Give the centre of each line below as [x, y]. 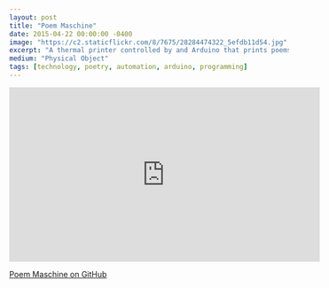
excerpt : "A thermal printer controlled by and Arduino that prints [138, 51]
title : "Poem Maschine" [53, 26]
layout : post [33, 17]
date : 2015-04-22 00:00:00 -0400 [71, 34]
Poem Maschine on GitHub [58, 274]
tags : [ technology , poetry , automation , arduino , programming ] [129, 67]
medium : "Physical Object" [59, 58]
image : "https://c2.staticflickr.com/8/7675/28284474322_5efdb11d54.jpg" [149, 42]
